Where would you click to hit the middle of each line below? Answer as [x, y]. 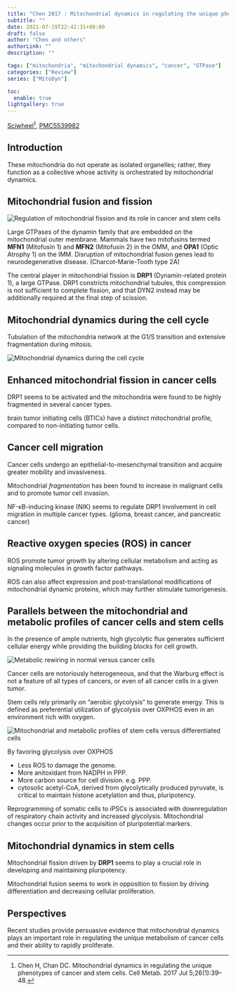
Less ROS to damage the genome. [67, 766]
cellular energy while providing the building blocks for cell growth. [103, 646]
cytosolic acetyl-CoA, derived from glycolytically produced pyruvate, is [120, 788]
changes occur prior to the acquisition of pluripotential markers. [99, 824]
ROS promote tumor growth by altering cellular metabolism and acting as [112, 560]
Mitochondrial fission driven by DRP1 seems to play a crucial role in [104, 863]
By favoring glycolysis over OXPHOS [60, 752]
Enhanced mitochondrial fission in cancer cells [112, 380]
